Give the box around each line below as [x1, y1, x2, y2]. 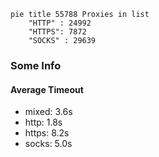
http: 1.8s [24, 116, 63, 129]
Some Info [10, 58, 62, 72]
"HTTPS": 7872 [28, 27, 87, 37]
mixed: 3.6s [24, 106, 73, 118]
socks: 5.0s [24, 138, 73, 150]
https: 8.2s [24, 127, 70, 139]
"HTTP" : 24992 [28, 18, 92, 28]
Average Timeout [10, 83, 84, 95]
